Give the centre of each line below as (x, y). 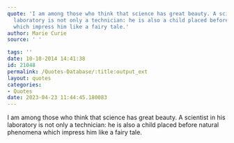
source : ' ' (24, 40)
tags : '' (20, 52)
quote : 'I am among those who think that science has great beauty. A (112, 14)
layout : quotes (29, 78)
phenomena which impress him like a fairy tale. (75, 133)
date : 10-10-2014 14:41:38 (46, 59)
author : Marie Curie (37, 33)
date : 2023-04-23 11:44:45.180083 (57, 98)
